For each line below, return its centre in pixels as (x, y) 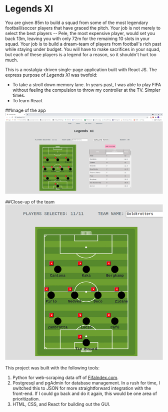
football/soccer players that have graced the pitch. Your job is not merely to (83, 28)
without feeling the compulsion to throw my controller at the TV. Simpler (86, 90)
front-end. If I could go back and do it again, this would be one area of (85, 393)
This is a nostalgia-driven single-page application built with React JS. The (81, 69)
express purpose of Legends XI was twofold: (51, 75)
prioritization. (26, 398)
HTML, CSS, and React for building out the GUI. (61, 404)
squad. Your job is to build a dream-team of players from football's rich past (83, 44)
